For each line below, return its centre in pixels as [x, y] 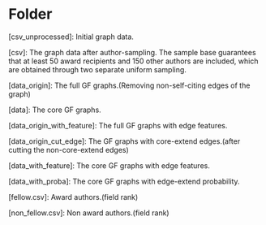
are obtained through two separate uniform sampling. [97, 69]
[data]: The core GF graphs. [55, 110]
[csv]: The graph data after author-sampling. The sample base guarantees [133, 52]
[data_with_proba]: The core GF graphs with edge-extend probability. [124, 181]
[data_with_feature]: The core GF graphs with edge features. [109, 165]
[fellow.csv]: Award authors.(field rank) [73, 197]
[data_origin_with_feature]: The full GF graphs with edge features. [118, 125]
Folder [30, 14]
